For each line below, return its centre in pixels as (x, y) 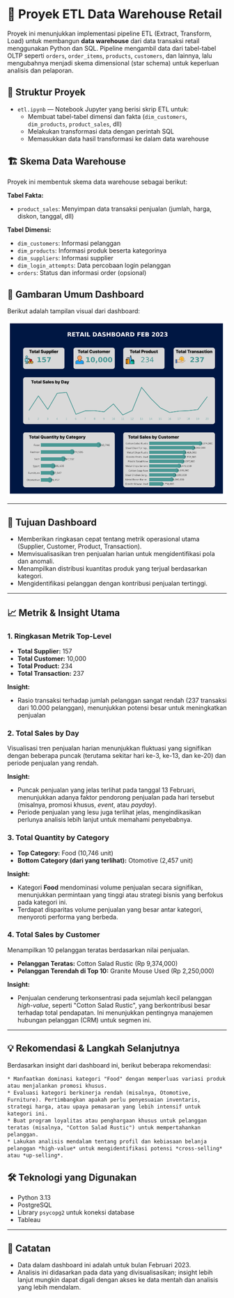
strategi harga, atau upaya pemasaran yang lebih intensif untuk (104, 1107)
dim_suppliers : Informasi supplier (65, 258)
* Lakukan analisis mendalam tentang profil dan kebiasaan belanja (107, 1141)
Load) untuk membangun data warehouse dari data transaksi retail (103, 40)
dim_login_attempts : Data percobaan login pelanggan (94, 265)
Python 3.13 (34, 1198)
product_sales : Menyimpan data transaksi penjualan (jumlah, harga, (115, 209)
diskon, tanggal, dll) (46, 216)
